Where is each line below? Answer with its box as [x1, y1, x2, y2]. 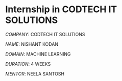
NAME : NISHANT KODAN [5, 41, 59, 47]
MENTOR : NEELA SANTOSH [5, 70, 65, 77]
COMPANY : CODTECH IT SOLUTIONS [5, 31, 85, 37]
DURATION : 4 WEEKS [5, 61, 51, 67]
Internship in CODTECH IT [5, 4, 117, 15]
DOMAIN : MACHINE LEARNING [5, 51, 71, 57]
